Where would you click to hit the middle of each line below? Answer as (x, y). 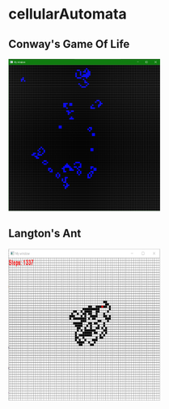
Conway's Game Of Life (69, 44)
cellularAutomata (68, 14)
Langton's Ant (45, 234)
